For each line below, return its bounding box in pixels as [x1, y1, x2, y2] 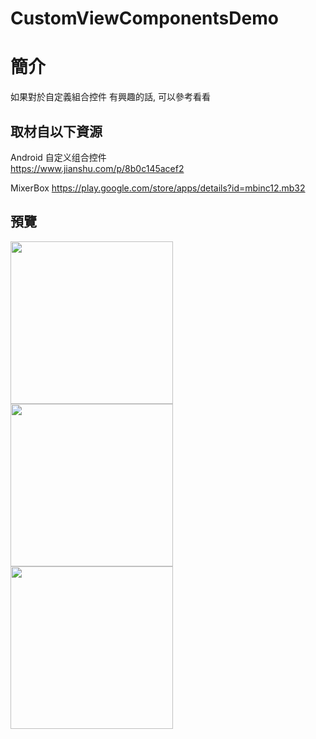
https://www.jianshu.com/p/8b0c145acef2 [10, 162, 185, 174]
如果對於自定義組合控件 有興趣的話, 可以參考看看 [10, 91, 211, 103]
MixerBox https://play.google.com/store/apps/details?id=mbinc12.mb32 [10, 182, 306, 194]
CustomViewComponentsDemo [10, 7, 279, 30]
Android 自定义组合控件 [10, 151, 107, 163]
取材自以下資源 [10, 123, 103, 140]
